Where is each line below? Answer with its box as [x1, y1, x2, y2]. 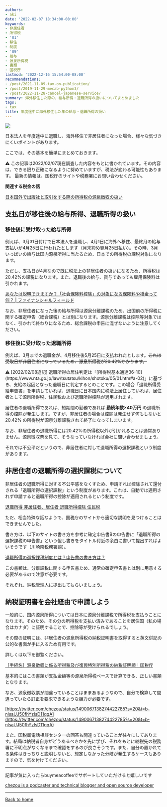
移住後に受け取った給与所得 [5, 226, 72, 233]
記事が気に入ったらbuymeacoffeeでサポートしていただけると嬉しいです [5, 772, 153, 778]
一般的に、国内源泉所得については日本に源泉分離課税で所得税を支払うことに [5, 612, 162, 618]
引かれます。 [5, 280, 31, 286]
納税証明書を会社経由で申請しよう [5, 598, 110, 606]
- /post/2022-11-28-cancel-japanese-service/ [5, 91, 101, 96]
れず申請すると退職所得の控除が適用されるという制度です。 [5, 493, 127, 499]
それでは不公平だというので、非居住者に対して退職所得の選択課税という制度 [5, 444, 162, 450]
